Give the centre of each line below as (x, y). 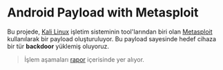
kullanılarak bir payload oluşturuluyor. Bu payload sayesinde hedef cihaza (111, 38)
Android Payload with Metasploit (103, 13)
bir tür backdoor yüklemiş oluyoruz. (58, 46)
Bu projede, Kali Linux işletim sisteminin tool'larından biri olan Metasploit (110, 32)
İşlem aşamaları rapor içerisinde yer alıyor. (84, 59)
